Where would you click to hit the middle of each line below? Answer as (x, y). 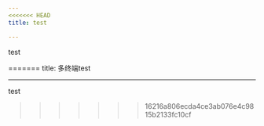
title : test (27, 23)
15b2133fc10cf (168, 114)
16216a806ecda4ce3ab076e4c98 (200, 106)
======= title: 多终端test (49, 68)
